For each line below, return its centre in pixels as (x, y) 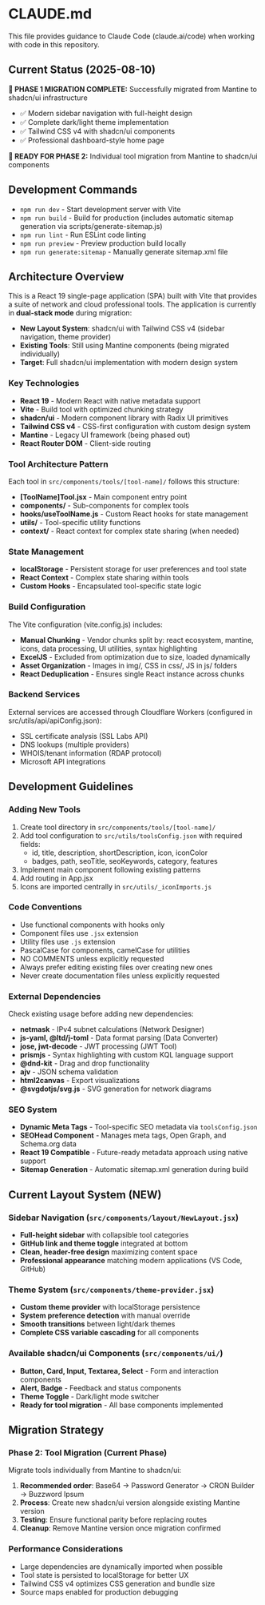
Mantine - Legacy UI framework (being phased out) (105, 435)
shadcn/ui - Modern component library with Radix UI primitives (124, 418)
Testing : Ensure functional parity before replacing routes (113, 1520)
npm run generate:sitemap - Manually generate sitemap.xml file (124, 251)
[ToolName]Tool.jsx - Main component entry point (103, 496)
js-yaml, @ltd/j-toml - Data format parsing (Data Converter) (119, 1038)
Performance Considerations (66, 1549)
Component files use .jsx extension (79, 933)
